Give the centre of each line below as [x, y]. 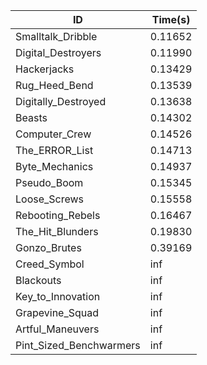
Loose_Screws [50, 199]
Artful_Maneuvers [57, 329]
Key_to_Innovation [58, 296]
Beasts [31, 117]
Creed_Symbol [50, 264]
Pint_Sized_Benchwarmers [78, 345]
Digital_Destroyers [58, 52]
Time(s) [171, 19]
